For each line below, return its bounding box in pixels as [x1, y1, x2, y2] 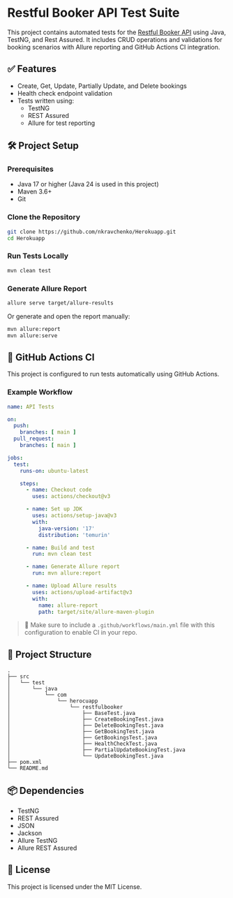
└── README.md [7, 765, 49, 772]
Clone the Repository [7, 212, 81, 222]
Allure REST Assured [17, 844, 77, 853]
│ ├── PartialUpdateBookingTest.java [7, 746, 186, 753]
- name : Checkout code [25, 487, 92, 494]
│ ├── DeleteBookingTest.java [7, 722, 164, 729]
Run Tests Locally [7, 251, 68, 261]
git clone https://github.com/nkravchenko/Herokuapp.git [7, 228, 176, 235]
